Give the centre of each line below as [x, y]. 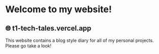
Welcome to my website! [59, 9]
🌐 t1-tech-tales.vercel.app [48, 28]
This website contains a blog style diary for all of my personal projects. [79, 40]
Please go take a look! [29, 46]
